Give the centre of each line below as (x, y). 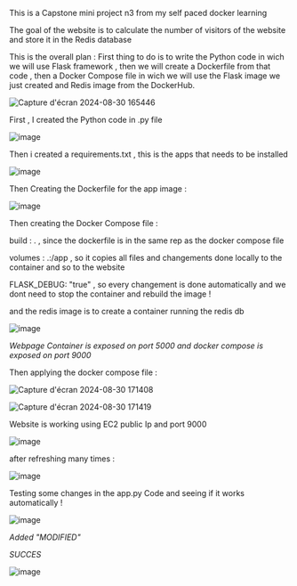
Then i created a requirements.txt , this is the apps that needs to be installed (149, 154)
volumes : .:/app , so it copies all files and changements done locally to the (146, 258)
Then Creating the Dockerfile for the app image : (98, 189)
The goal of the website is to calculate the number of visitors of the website (148, 30)
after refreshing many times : (62, 459)
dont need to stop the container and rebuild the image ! (110, 294)
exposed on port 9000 (50, 355)
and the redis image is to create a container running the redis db (127, 311)
